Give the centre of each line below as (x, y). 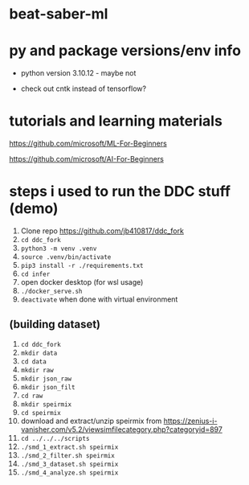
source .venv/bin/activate (66, 257)
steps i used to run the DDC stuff (120, 192)
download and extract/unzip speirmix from (91, 421)
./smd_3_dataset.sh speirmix (69, 464)
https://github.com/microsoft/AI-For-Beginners (86, 159)
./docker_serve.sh (51, 291)
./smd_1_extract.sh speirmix (69, 447)
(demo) (34, 209)
